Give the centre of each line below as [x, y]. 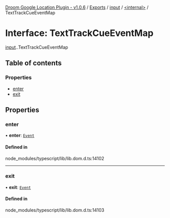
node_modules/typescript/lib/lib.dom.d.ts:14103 [55, 210]
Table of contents [33, 63]
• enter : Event [20, 135]
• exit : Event [18, 187]
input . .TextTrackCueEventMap [37, 47]
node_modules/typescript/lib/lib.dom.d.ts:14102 [55, 158]
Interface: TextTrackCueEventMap [79, 33]
